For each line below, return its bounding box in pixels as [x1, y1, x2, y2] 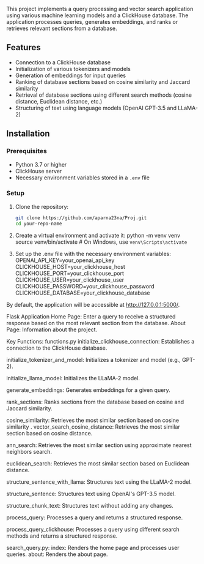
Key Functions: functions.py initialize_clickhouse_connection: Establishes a [6, 337, 195, 345]
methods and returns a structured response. [6, 532, 118, 540]
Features [6, 42, 41, 53]
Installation [6, 129, 50, 139]
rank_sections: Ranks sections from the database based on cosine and [6, 398, 184, 405]
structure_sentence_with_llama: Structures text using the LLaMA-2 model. [6, 478, 192, 486]
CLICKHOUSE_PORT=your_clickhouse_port [15, 269, 124, 277]
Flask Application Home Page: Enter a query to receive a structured [6, 312, 176, 320]
